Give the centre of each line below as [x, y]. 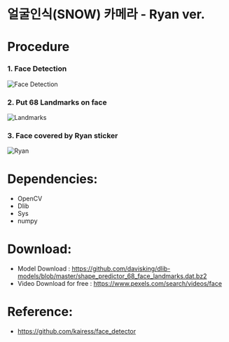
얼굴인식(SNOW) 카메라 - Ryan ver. [106, 14]
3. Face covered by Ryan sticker [63, 135]
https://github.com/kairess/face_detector [77, 331]
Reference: [40, 312]
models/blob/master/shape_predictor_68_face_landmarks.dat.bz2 [112, 276]
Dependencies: [53, 179]
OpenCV [30, 199]
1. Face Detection [37, 69]
